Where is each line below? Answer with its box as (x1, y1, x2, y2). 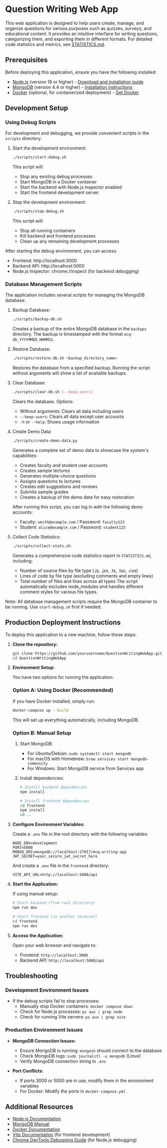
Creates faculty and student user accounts (19, 462, 108, 468)
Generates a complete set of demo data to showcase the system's (12, 447, 149, 453)
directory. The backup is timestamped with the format (12, 331, 123, 337)
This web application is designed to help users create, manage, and (5, 20, 145, 26)
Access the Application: (12, 932, 64, 938)
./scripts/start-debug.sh (12, 155, 66, 160)
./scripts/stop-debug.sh (12, 209, 64, 214)
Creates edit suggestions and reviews (19, 483, 98, 489)
